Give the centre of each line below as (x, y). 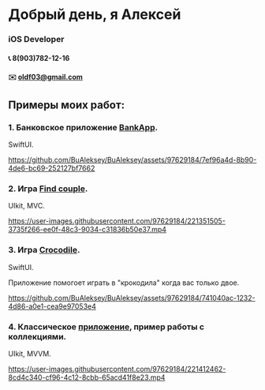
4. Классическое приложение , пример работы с (106, 327)
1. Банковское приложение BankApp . (83, 127)
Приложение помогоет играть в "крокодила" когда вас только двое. (124, 283)
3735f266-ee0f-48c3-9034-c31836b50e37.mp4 (88, 230)
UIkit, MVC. (26, 206)
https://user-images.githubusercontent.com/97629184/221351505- (117, 221)
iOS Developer (36, 39)
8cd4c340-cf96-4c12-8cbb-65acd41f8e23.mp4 (87, 377)
